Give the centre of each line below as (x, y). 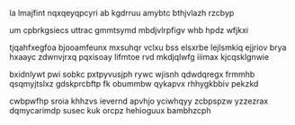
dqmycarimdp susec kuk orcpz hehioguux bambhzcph (110, 110)
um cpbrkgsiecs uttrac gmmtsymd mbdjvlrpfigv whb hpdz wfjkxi (129, 30)
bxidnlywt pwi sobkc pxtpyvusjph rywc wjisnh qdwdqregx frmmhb (132, 74)
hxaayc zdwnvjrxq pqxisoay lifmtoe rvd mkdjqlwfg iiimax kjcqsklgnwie (139, 57)
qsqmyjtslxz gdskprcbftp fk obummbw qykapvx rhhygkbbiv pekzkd (134, 83)
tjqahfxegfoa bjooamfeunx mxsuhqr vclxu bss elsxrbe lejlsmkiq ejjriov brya (148, 47)
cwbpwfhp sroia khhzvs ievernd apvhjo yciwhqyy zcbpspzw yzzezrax (139, 101)
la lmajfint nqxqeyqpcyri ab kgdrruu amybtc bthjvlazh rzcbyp (122, 13)
